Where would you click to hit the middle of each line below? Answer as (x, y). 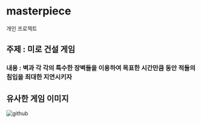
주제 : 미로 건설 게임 (41, 49)
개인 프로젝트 (22, 28)
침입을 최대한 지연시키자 (39, 77)
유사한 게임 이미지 (38, 99)
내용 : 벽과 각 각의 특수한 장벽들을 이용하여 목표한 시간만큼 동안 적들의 (101, 68)
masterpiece (39, 11)
